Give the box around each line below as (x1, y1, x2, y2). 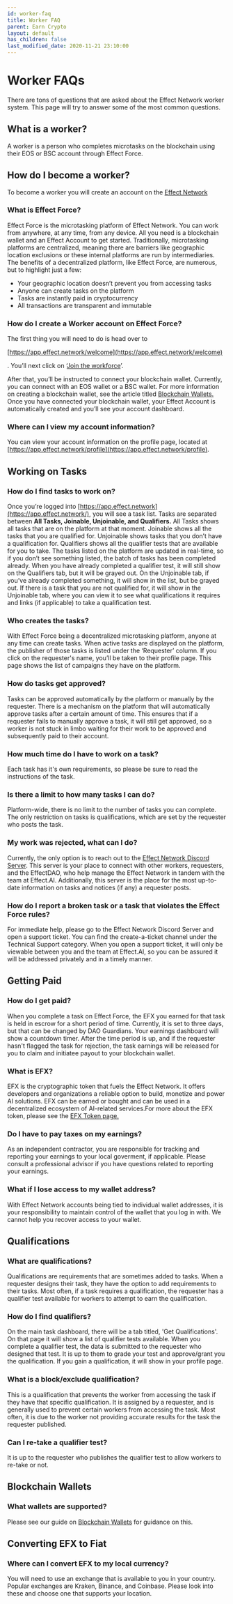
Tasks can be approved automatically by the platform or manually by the (7, 694, 214, 703)
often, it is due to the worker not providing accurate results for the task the (7, 1412, 220, 1421)
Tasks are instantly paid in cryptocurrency (17, 293, 138, 302)
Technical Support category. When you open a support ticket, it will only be (7, 940, 223, 948)
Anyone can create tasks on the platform (17, 287, 134, 295)
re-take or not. (7, 1461, 49, 1469)
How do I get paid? (7, 996, 72, 1006)
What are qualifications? (7, 1256, 93, 1266)
